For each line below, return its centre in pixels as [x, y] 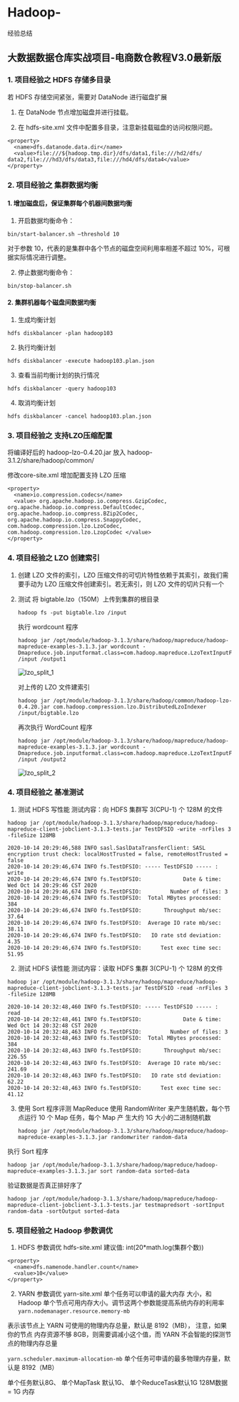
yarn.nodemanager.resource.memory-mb [74, 1311]
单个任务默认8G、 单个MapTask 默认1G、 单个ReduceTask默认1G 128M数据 [118, 1383]
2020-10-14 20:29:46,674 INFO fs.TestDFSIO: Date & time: [115, 879]
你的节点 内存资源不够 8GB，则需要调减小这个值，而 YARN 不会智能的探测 [116, 1335]
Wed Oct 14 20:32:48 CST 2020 [52, 1026]
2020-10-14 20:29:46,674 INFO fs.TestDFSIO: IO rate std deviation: [115, 935]
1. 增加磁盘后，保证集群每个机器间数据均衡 [70, 204]
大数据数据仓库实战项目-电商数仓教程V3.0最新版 [115, 58]
